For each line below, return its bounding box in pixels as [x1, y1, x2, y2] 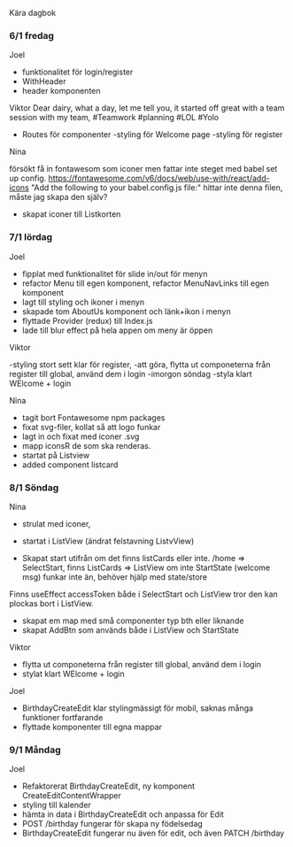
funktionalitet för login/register [21, 66, 134, 78]
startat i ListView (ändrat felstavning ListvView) [21, 535, 195, 546]
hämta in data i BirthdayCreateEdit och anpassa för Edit [21, 809, 224, 820]
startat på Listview [21, 450, 90, 460]
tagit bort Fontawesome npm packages [21, 412, 166, 423]
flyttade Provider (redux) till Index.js [21, 315, 153, 326]
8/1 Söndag [9, 481, 59, 494]
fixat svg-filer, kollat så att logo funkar [21, 421, 161, 432]
